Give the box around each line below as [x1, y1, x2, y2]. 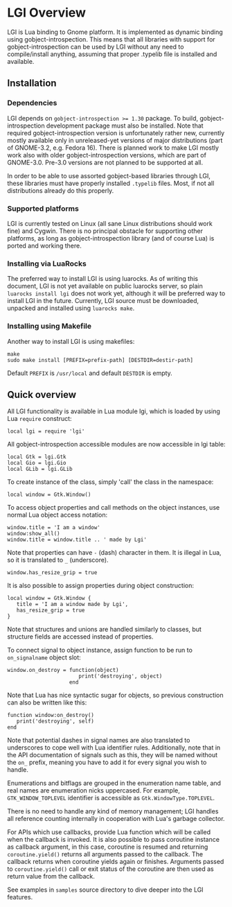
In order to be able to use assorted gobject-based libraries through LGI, [7, 171, 211, 180]
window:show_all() [7, 530, 60, 537]
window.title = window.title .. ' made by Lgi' [7, 536, 148, 544]
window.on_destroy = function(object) [7, 667, 119, 674]
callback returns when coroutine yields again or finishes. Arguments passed [7, 858, 224, 866]
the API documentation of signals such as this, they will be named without [7, 751, 218, 759]
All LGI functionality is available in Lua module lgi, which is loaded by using [7, 407, 220, 415]
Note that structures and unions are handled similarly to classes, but [7, 625, 202, 634]
